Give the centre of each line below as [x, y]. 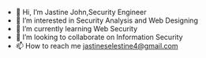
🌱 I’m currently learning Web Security [77, 29]
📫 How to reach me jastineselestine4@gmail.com [97, 46]
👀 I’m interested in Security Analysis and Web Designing [107, 20]
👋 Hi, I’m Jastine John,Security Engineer [81, 12]
